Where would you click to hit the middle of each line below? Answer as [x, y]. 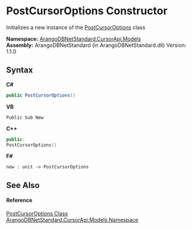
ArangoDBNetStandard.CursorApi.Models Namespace [72, 220]
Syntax [20, 70]
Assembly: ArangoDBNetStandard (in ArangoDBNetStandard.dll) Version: [96, 45]
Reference [19, 201]
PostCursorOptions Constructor [87, 11]
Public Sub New [25, 117]
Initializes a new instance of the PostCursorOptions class [76, 27]
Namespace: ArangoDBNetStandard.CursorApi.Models [74, 39]
